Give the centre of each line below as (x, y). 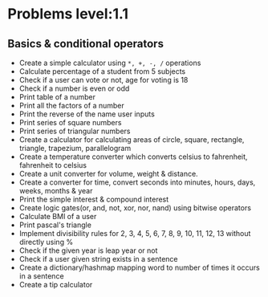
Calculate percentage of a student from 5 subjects (102, 71)
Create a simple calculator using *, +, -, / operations (110, 63)
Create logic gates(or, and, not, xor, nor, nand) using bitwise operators (135, 208)
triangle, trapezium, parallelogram (75, 148)
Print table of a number (57, 97)
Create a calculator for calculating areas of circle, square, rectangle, (132, 140)
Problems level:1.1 (68, 14)
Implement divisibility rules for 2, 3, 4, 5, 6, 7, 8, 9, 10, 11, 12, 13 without (135, 233)
